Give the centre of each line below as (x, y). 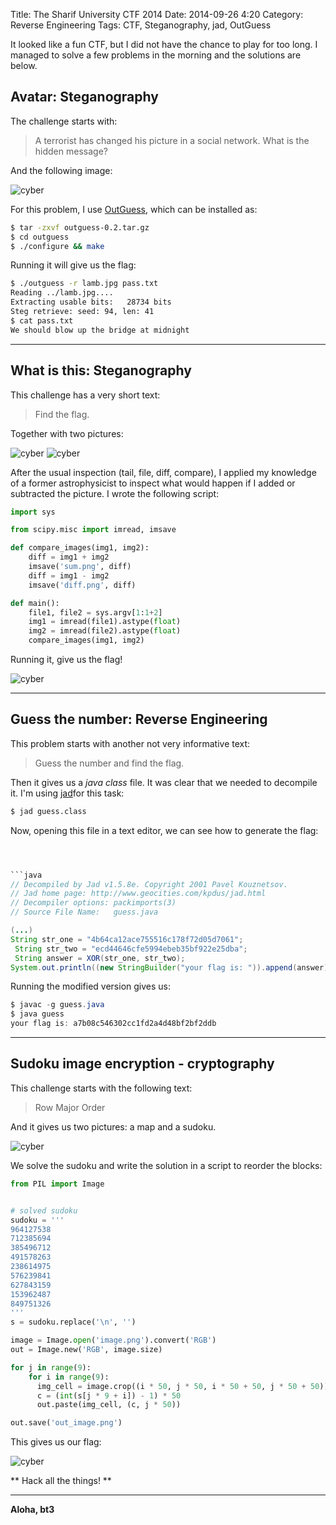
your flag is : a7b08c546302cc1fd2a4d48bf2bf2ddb (113, 1024)
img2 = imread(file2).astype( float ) (105, 631)
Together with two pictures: (67, 433)
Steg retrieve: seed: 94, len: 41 (82, 312)
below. (24, 65)
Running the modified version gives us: (91, 986)
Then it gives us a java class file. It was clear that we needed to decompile (164, 782)
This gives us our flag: (56, 1442)
